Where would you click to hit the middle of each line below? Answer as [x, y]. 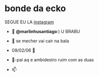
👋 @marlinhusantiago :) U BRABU [46, 31]
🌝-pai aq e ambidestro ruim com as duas [53, 59]
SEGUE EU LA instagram [29, 22]
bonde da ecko [35, 9]
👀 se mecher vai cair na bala [40, 41]
